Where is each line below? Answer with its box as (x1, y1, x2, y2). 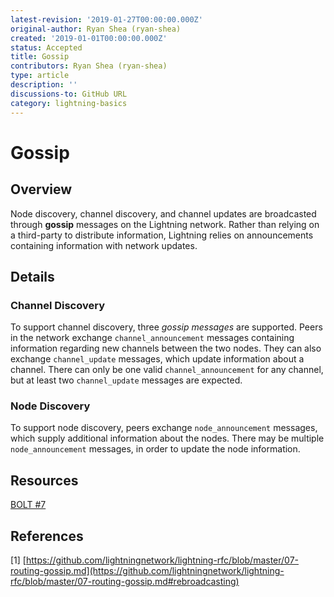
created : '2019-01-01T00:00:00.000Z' (10, 33, 168, 43)
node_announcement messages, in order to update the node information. (10, 443, 301, 455)
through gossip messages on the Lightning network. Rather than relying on (10, 218, 320, 230)
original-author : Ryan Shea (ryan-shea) (10, 24, 182, 34)
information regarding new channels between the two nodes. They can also (10, 342, 322, 355)
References (10, 527, 84, 545)
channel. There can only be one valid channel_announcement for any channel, (10, 364, 324, 376)
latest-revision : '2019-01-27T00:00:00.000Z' (10, 14, 203, 25)
